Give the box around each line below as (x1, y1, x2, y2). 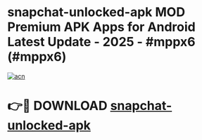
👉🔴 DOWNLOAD (7, 98, 108, 114)
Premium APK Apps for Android (7, 19, 196, 35)
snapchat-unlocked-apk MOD (7, 4, 185, 20)
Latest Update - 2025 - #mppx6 (7, 34, 196, 50)
